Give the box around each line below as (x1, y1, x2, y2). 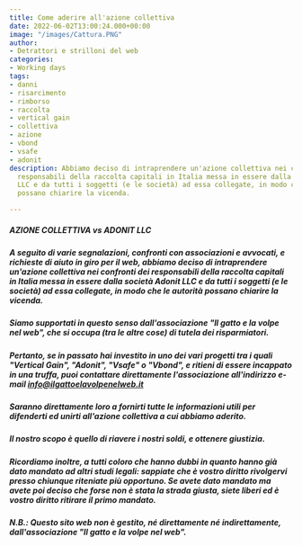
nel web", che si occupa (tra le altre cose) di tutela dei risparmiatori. (9, 327, 270, 338)
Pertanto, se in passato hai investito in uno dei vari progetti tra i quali (9, 350, 273, 361)
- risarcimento (9, 88, 67, 97)
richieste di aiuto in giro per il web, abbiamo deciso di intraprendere (9, 256, 268, 267)
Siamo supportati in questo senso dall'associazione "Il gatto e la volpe (9, 318, 280, 328)
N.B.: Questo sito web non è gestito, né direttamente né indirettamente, (9, 517, 281, 528)
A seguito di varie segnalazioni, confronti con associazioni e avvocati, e (9, 246, 286, 257)
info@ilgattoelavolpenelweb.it (27, 379, 144, 389)
